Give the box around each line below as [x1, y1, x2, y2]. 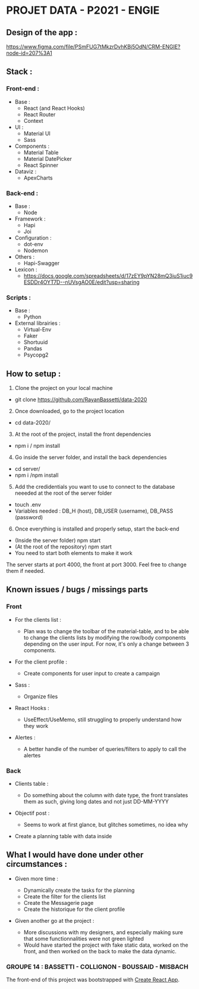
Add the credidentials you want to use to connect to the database [14, 483, 175, 491]
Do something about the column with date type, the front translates [23, 792, 188, 799]
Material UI [23, 129, 50, 137]
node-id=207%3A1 [6, 49, 52, 57]
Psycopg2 [23, 351, 49, 358]
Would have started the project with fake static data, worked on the [23, 941, 188, 948]
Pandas [23, 345, 43, 352]
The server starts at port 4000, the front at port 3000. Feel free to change [6, 561, 187, 568]
